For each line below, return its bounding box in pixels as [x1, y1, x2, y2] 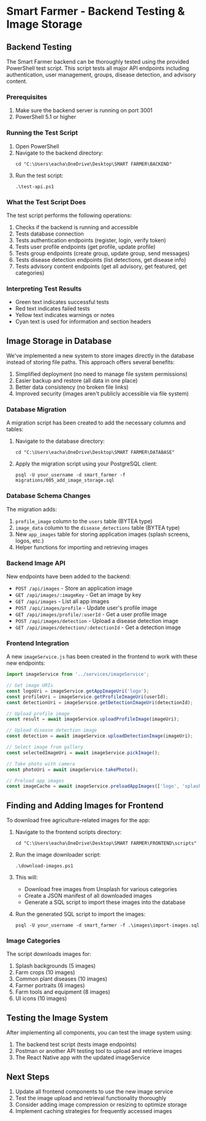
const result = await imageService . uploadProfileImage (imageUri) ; [6, 716, 180, 722]
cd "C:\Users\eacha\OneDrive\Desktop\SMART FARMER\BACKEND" [15, 161, 172, 167]
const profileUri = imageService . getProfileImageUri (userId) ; [6, 694, 169, 700]
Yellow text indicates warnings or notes [15, 312, 115, 319]
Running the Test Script [6, 129, 78, 137]
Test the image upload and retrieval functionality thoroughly [15, 1095, 167, 1102]
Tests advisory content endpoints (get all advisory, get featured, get [15, 262, 187, 270]
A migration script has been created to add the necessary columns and [6, 419, 186, 427]
